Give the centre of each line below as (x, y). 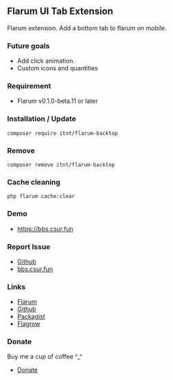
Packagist (31, 317)
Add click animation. (46, 61)
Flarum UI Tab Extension (60, 11)
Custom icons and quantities (57, 68)
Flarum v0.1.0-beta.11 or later (57, 101)
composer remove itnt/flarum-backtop (61, 165)
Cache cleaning (34, 182)
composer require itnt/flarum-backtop (62, 133)
